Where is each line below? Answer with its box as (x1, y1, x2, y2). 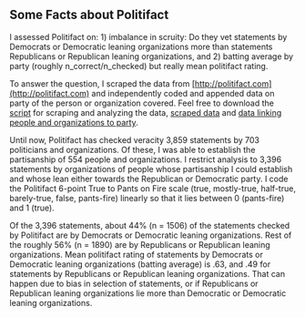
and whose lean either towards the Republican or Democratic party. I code (9, 173, 289, 184)
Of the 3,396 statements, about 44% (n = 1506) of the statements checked (9, 220, 290, 230)
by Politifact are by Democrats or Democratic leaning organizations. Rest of (9, 230, 292, 240)
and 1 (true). (9, 202, 55, 213)
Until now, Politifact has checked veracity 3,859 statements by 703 (9, 134, 259, 145)
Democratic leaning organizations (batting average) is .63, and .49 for (9, 259, 271, 270)
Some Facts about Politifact (9, 7, 169, 23)
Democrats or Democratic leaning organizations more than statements (9, 41, 273, 52)
